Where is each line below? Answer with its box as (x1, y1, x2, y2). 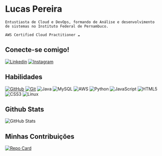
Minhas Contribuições (5, 132, 75, 140)
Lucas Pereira (5, 3, 62, 15)
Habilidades (5, 73, 43, 81)
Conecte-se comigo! (5, 45, 70, 54)
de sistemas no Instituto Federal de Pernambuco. (5, 23, 109, 29)
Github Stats (5, 105, 44, 113)
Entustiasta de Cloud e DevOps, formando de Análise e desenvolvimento (5, 20, 155, 24)
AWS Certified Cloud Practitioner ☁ (5, 32, 80, 37)
